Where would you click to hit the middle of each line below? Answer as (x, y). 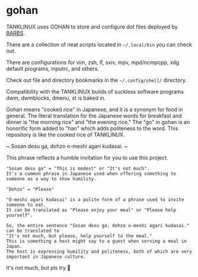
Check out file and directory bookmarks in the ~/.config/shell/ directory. (96, 80)
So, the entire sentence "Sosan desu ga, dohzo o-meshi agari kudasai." (98, 225)
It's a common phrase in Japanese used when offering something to (91, 173)
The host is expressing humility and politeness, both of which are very (99, 251)
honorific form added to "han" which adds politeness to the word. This (92, 128)
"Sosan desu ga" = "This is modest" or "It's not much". (78, 168)
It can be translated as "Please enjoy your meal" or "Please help (91, 210)
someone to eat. (26, 205)
